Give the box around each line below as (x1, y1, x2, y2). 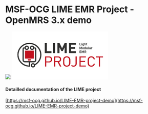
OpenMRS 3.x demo (5, 14, 92, 26)
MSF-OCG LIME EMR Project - (5, 4, 135, 15)
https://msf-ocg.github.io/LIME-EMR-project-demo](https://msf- (7, 98, 143, 104)
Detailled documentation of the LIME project (5, 86, 101, 92)
